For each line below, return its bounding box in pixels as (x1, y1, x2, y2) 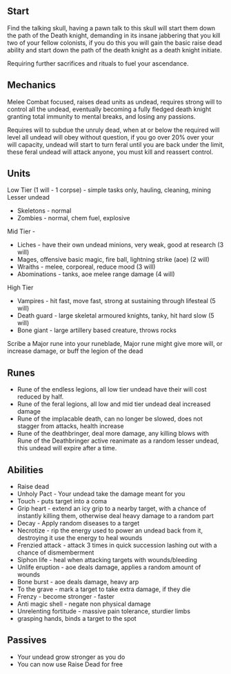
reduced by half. (17, 393, 64, 401)
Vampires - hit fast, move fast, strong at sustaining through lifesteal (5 (17, 297, 216, 305)
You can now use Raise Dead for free (17, 659, 123, 668)
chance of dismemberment (17, 548, 94, 557)
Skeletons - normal (17, 206, 72, 215)
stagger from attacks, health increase (17, 422, 124, 430)
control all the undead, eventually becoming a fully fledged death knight (7, 105, 212, 113)
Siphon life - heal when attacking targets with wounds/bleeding (17, 556, 198, 564)
